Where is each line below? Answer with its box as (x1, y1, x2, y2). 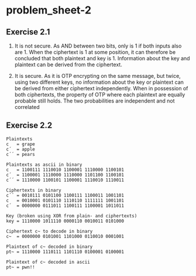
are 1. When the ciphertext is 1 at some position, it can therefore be (14, 49, 176, 56)
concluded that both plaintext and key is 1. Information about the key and (14, 55, 190, 62)
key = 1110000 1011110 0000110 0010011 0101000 (6, 218, 125, 224)
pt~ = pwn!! (6, 264, 35, 270)
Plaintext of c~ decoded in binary (6, 244, 93, 250)
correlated (14, 104, 40, 110)
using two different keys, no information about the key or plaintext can (14, 79, 184, 86)
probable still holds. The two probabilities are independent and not (14, 97, 175, 104)
